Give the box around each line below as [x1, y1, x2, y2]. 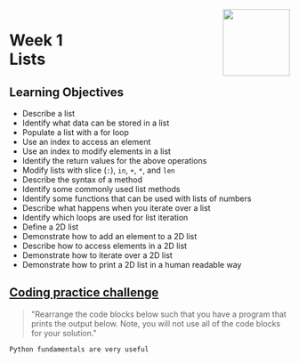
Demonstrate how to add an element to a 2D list [21, 231, 198, 241]
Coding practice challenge [9, 285, 159, 301]
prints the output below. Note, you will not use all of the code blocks [30, 318, 281, 328]
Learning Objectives [9, 85, 125, 100]
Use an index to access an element [21, 137, 151, 147]
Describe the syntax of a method [21, 174, 143, 185]
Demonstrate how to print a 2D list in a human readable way [21, 260, 242, 270]
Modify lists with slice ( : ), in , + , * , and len [21, 165, 175, 175]
